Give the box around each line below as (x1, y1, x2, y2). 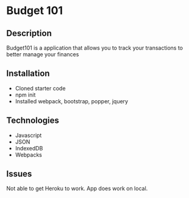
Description (6, 28, 52, 38)
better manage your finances (6, 51, 79, 58)
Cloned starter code (15, 84, 66, 92)
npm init (15, 91, 36, 98)
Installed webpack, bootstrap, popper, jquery (15, 97, 129, 105)
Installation (6, 68, 50, 79)
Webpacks (15, 151, 43, 158)
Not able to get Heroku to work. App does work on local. (6, 185, 148, 193)
